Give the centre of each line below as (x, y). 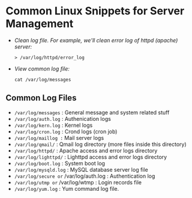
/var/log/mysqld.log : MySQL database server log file (81, 169)
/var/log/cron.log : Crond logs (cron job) (66, 131)
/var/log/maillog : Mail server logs (59, 138)
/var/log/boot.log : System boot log (60, 163)
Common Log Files (41, 98)
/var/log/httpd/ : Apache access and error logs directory (86, 150)
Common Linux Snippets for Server (95, 11)
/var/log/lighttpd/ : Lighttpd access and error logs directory (91, 157)
